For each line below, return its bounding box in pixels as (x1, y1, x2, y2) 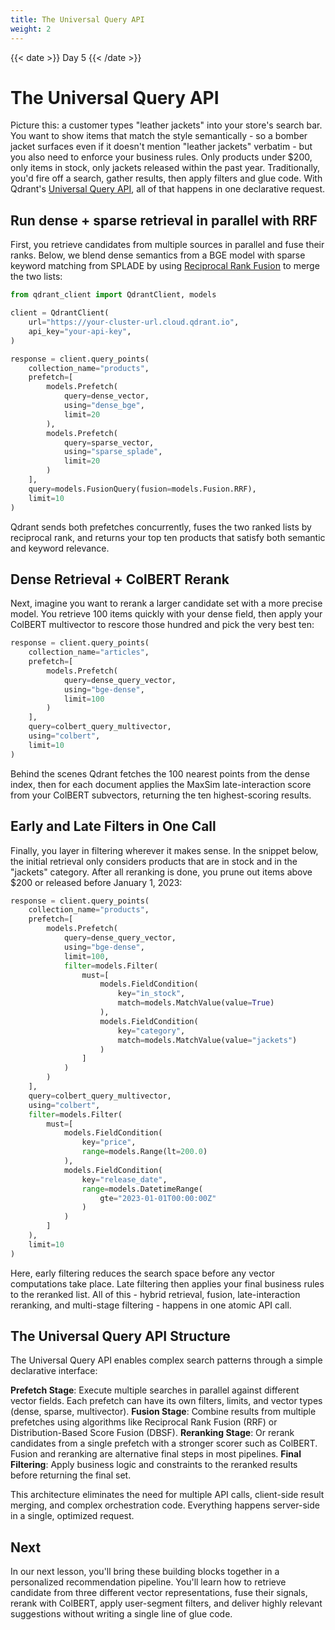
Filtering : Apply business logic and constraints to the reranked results (10, 1459, 298, 1471)
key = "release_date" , (81, 1174, 168, 1185)
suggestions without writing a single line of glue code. (10, 1608, 233, 1620)
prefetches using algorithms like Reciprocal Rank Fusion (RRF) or (10, 1416, 278, 1428)
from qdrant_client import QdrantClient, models (10, 290, 217, 300)
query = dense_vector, (63, 391, 150, 401)
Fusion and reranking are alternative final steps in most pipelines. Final (10, 1448, 302, 1460)
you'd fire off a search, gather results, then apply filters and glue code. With (10, 172, 323, 185)
